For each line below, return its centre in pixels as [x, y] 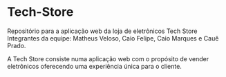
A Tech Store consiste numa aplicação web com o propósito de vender [108, 58]
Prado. [17, 45]
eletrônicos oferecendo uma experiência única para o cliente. [94, 66]
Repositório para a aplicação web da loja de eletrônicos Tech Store [103, 31]
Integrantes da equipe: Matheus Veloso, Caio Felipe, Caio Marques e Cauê [113, 38]
